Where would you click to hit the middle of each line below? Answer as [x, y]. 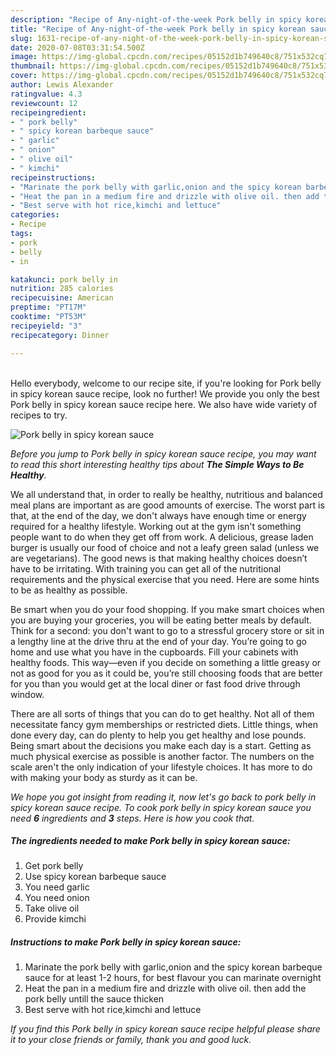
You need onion [57, 898]
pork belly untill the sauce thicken [94, 999]
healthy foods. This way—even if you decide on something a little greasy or [166, 662]
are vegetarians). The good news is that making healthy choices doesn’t [159, 558]
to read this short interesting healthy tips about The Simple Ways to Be [157, 464]
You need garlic [57, 887]
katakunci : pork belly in [64, 279]
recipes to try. [39, 415]
